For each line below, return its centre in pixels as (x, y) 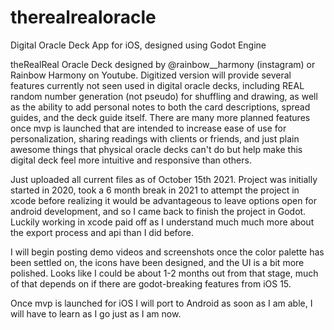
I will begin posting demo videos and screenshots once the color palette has (167, 252)
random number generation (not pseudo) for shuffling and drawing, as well (164, 96)
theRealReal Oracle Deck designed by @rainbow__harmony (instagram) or (163, 64)
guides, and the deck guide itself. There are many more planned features (160, 117)
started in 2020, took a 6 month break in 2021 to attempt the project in (155, 190)
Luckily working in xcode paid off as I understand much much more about (162, 222)
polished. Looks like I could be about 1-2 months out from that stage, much (164, 273)
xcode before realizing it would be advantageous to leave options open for (163, 200)
